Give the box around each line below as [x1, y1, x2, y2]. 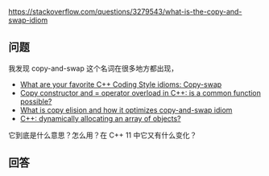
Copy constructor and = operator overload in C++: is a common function [19, 88, 262, 97]
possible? [19, 96, 52, 106]
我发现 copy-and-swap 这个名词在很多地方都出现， [8, 63, 179, 73]
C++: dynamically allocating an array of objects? [19, 113, 181, 123]
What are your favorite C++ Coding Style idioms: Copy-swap [19, 80, 222, 89]
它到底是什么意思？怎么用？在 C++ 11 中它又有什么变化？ [8, 130, 197, 140]
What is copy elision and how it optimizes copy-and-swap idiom [19, 104, 233, 115]
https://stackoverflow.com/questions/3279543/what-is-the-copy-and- [8, 7, 242, 16]
